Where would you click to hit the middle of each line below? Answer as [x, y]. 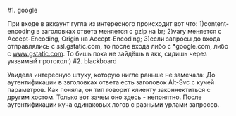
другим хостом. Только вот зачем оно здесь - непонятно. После [105, 97]
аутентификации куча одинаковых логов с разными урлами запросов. [113, 104]
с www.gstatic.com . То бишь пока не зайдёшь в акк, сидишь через [107, 53]
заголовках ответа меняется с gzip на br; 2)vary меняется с [131, 31]
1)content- [214, 24]
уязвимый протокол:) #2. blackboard [62, 61]
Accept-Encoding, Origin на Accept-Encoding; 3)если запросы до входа [114, 39]
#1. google [23, 10]
